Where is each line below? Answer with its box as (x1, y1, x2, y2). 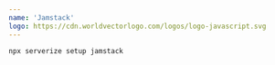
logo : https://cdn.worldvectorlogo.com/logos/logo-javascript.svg (8, 22, 267, 31)
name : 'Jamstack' (8, 13, 75, 23)
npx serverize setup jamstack (8, 46, 124, 55)
